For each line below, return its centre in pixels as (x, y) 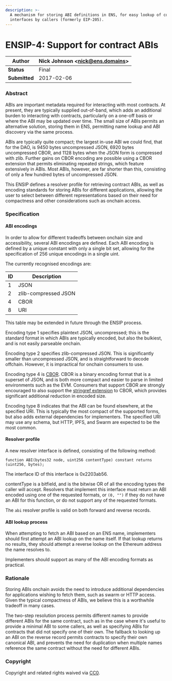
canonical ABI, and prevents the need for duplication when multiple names (84, 643)
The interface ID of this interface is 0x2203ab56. (57, 474)
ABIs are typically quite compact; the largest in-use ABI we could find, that (84, 142)
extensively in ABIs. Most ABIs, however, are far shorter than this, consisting (86, 169)
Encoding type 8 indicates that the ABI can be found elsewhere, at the (79, 406)
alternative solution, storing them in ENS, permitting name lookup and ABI (83, 126)
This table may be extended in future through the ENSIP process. (74, 323)
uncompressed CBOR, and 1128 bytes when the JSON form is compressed (84, 153)
